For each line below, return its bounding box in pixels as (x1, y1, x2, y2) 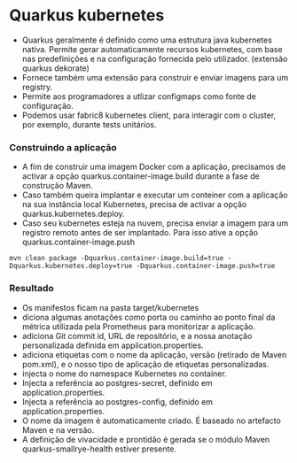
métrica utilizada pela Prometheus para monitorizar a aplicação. (21, 320, 255, 332)
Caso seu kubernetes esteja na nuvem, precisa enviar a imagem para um (21, 218, 289, 228)
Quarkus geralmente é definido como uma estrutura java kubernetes (21, 35, 273, 45)
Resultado (9, 282, 55, 295)
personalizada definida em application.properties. (21, 340, 204, 351)
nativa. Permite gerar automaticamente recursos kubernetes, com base (21, 43, 283, 54)
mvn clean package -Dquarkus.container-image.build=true (9, 254, 224, 263)
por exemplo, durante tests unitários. (21, 119, 157, 129)
